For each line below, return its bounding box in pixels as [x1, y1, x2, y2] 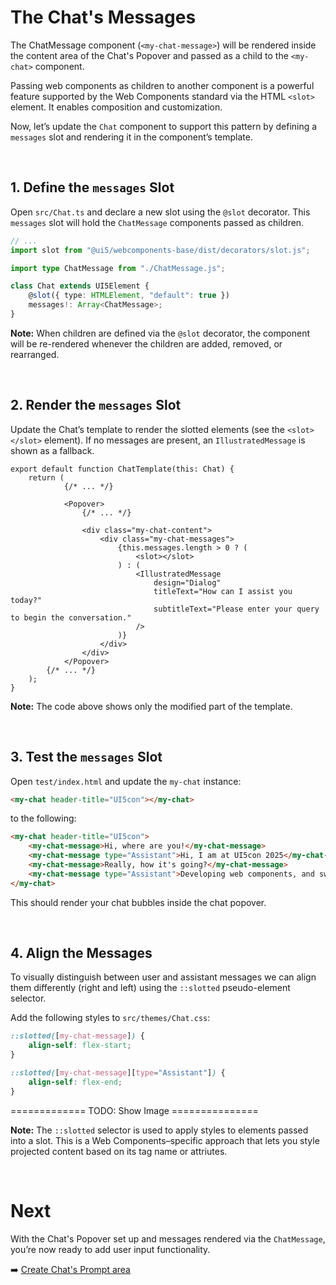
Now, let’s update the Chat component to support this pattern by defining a [10, 120, 318, 132]
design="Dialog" [153, 577, 222, 588]
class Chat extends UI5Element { [10, 281, 150, 291]
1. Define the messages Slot [10, 179, 175, 196]
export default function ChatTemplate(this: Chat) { [10, 464, 235, 474]
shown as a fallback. [10, 444, 95, 456]
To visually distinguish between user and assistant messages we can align [10, 971, 317, 983]
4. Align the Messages [10, 945, 153, 962]
